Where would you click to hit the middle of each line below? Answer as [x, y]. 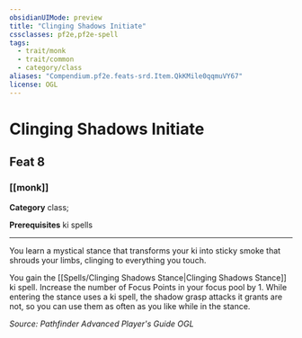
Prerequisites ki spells [51, 225]
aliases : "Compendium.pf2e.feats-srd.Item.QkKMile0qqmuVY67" [126, 76]
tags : [19, 43]
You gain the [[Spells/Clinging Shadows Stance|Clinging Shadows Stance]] [148, 277]
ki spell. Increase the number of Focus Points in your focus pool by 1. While [148, 287]
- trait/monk [42, 51]
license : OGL [34, 84]
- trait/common [46, 59]
